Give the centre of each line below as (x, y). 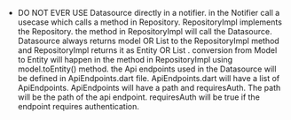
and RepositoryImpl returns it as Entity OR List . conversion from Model (147, 50)
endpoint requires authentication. (78, 106)
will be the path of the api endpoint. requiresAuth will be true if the (138, 97)
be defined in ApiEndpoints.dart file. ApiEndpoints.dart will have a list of (149, 78)
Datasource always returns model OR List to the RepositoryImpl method (148, 41)
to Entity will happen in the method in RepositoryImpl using (125, 60)
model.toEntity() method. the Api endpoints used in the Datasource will (147, 69)
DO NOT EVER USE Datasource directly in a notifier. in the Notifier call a (149, 13)
